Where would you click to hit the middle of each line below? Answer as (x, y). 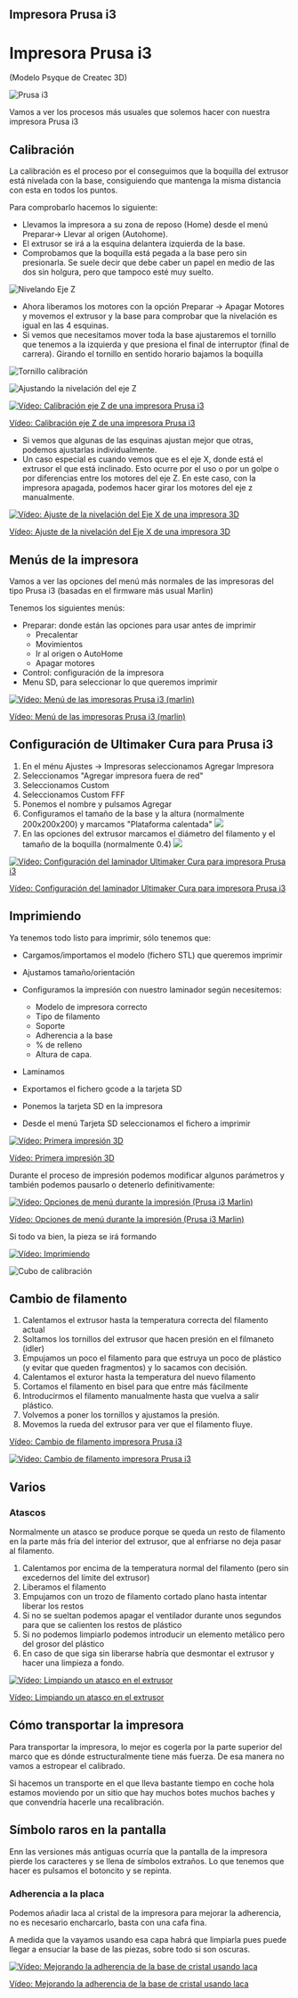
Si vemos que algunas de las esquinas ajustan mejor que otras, (137, 440)
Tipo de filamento (68, 1016)
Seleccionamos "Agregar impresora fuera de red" (113, 776)
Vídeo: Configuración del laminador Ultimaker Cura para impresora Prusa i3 (148, 888)
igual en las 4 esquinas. (65, 325)
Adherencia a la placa (57, 1894)
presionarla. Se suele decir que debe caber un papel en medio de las (149, 263)
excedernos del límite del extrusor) (86, 1578)
